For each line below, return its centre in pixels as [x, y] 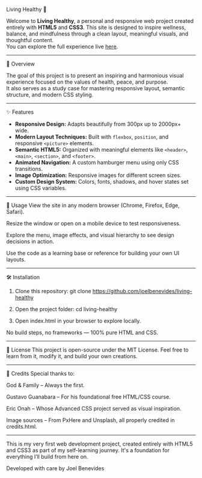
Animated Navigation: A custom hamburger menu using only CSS [97, 162]
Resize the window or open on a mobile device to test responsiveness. [93, 223]
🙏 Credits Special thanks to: [41, 374]
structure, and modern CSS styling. [50, 95]
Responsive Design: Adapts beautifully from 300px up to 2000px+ [98, 124]
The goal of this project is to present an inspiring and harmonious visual [95, 76]
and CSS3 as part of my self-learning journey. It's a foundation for [88, 450]
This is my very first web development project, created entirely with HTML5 [100, 444]
